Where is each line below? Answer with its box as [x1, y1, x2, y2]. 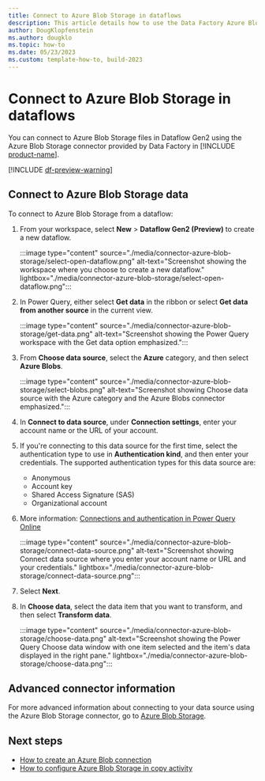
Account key [31, 481, 73, 491]
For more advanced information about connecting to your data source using [8, 703, 255, 712]
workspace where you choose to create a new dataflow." [19, 264, 205, 274]
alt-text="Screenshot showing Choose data [107, 385, 248, 394]
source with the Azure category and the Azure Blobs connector [19, 393, 226, 403]
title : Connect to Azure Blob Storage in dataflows [8, 11, 181, 20]
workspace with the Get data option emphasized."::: [19, 337, 188, 347]
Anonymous [31, 472, 71, 483]
